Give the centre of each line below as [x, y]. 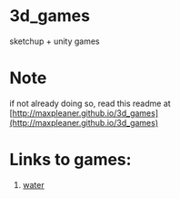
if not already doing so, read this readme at [90, 103]
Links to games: [70, 160]
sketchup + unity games [55, 41]
